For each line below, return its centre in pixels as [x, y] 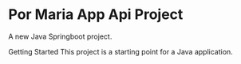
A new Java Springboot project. [60, 36]
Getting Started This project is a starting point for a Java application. [120, 51]
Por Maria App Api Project [96, 15]
